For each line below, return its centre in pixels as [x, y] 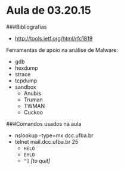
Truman [33, 100]
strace [23, 74]
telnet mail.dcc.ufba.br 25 [46, 141]
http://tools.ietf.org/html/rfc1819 [54, 38]
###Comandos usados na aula [44, 123]
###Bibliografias [27, 27]
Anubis [32, 93]
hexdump [26, 68]
